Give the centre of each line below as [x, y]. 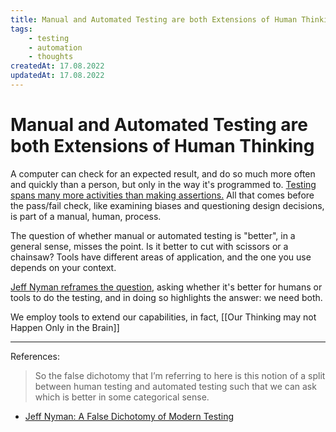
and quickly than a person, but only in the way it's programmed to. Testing [163, 184]
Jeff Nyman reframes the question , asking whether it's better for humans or [166, 287]
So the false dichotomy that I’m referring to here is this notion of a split [180, 375]
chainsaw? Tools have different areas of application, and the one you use [161, 257]
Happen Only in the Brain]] [65, 327]
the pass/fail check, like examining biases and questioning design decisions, [167, 205]
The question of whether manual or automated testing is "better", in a [153, 235]
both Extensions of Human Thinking [162, 146]
